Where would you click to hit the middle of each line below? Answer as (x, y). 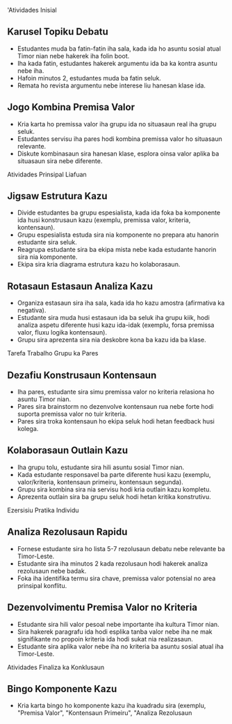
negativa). (32, 310)
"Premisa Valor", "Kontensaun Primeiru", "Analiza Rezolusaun (105, 713)
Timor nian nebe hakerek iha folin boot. (73, 56)
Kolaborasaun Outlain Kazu (68, 451)
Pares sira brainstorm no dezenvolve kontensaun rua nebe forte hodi (115, 407)
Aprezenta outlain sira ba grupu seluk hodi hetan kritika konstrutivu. (114, 496)
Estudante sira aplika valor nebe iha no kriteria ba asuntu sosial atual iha (121, 646)
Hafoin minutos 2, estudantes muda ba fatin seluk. (89, 78)
